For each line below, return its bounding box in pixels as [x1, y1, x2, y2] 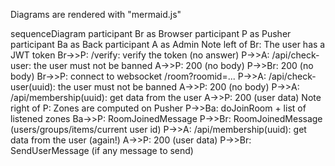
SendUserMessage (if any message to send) [10, 145, 194, 156]
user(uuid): [10, 81, 56, 93]
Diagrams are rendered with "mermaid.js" [10, 9, 182, 20]
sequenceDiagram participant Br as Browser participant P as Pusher [10, 28, 292, 39]
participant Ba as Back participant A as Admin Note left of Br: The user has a [10, 39, 326, 50]
